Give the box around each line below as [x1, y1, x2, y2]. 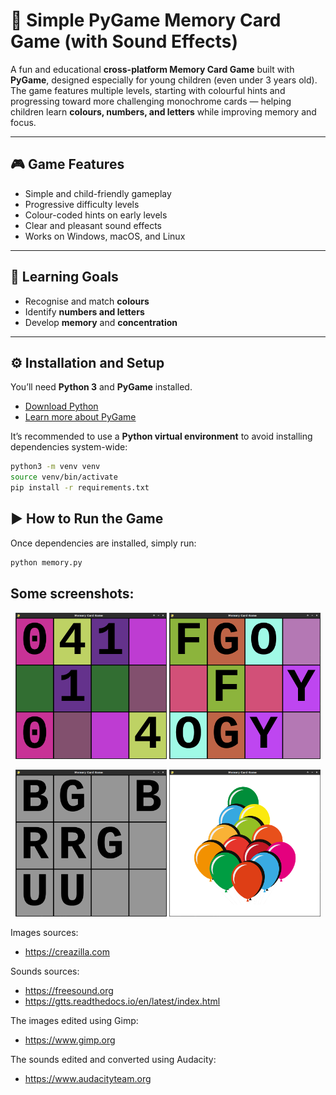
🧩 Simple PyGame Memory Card [10, 9, 282, 32]
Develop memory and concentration [24, 316, 178, 328]
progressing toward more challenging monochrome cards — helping [10, 95, 292, 107]
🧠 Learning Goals [10, 269, 119, 286]
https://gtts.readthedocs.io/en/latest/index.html [24, 995, 221, 1007]
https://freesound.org [24, 984, 114, 996]
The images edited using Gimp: [10, 1014, 139, 1026]
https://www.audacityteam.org [24, 1072, 152, 1084]
